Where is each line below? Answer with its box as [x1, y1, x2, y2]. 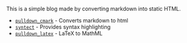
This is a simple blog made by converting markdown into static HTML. [6, 5, 181, 12]
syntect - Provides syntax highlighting [15, 24, 111, 30]
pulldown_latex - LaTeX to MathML [15, 30, 103, 37]
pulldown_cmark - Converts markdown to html [15, 17, 129, 24]
